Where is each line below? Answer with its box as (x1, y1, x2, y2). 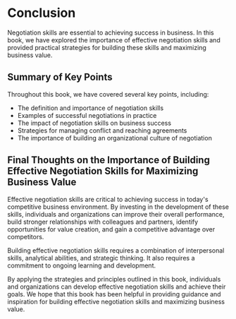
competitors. (7, 232, 44, 241)
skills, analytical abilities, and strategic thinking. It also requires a (7, 253, 195, 262)
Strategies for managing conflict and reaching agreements (17, 126, 187, 135)
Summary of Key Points (7, 71, 113, 83)
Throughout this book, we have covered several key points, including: (7, 90, 209, 98)
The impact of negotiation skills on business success (17, 119, 171, 127)
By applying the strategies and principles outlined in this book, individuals (7, 275, 221, 283)
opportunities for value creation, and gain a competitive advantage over (7, 224, 216, 234)
